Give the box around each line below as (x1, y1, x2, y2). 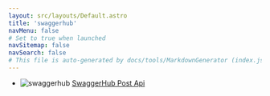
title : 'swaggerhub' (8, 19, 78, 27)
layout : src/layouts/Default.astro (8, 11, 128, 20)
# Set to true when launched (8, 34, 106, 42)
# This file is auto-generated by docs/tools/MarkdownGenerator (8, 57, 228, 65)
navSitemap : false (8, 42, 70, 50)
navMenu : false (8, 26, 59, 34)
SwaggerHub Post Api (72, 78, 145, 88)
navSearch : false (8, 49, 67, 57)
